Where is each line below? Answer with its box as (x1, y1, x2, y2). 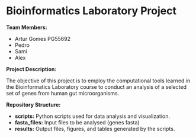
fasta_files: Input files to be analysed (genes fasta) (14, 118, 140, 126)
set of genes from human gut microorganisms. (6, 89, 120, 97)
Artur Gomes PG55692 (14, 35, 71, 42)
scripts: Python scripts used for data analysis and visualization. (14, 113, 171, 120)
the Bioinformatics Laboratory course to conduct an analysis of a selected (6, 83, 187, 90)
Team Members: (6, 24, 47, 31)
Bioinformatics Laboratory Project (6, 4, 176, 18)
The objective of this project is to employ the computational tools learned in (6, 77, 191, 84)
